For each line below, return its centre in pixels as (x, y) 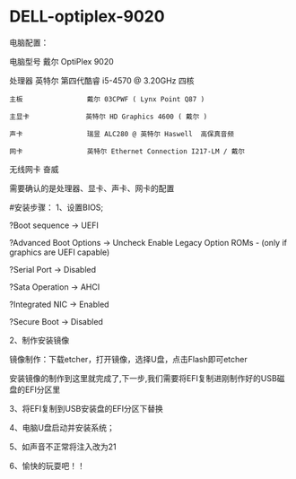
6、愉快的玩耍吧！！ (47, 466)
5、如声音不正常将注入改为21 (63, 447)
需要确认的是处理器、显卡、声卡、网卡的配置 (92, 188)
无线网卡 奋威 (34, 169)
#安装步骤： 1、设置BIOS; (57, 207)
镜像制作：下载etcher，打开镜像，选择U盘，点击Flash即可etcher (129, 359)
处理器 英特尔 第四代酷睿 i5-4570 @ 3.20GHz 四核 (102, 80)
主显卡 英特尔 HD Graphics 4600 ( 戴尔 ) (109, 117)
